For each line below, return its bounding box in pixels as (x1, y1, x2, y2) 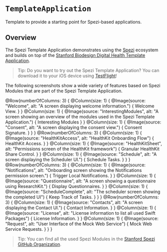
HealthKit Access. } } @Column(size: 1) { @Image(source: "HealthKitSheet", (5, 140, 162, 146)
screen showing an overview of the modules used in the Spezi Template (5, 113, 155, 119)
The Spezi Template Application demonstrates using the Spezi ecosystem (5, 47, 159, 53)
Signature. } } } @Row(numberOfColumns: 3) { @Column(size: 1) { (5, 130, 142, 136)
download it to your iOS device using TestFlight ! (17, 73, 117, 79)
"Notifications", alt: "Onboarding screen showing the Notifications (5, 167, 142, 173)
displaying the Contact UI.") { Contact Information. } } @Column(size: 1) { (5, 205, 156, 211)
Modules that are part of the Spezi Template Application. (5, 88, 123, 94)
